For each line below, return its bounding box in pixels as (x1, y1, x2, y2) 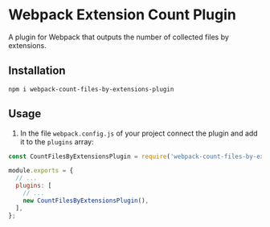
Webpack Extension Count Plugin (8, 6, 237, 24)
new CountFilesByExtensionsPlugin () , (22, 197, 149, 205)
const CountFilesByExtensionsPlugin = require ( (8, 152, 171, 160)
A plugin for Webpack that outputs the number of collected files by (8, 32, 229, 42)
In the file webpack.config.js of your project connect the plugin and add (19, 128, 259, 138)
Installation (8, 64, 66, 78)
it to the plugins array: (19, 136, 94, 146)
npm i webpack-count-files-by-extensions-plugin (8, 85, 174, 93)
